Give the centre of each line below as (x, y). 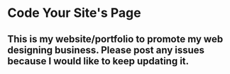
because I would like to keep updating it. (98, 61)
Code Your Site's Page (74, 13)
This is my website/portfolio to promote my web (115, 39)
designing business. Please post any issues (106, 50)
